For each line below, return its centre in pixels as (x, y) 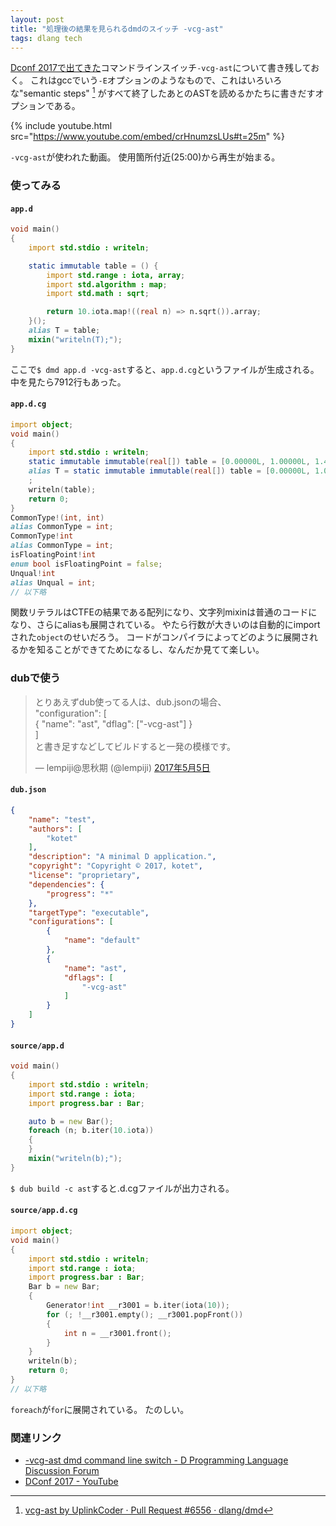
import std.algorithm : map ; (107, 284)
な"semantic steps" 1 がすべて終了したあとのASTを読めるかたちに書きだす (163, 93)
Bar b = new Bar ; (64, 1287)
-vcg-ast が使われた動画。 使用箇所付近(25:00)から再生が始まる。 (145, 157)
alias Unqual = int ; (53, 582)
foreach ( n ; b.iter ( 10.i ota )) (91, 1131)
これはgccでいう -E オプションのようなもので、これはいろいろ (156, 80)
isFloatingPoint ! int (53, 555)
